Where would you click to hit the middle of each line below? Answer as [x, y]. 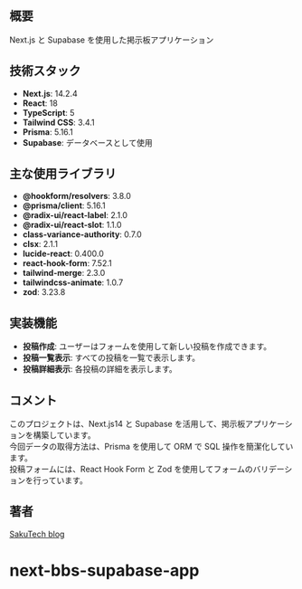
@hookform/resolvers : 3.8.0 [76, 196]
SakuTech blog [37, 534]
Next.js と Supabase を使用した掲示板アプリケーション [112, 40]
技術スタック [45, 71]
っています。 [64, 480]
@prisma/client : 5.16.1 [64, 205]
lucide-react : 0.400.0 [63, 254]
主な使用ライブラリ [63, 174]
